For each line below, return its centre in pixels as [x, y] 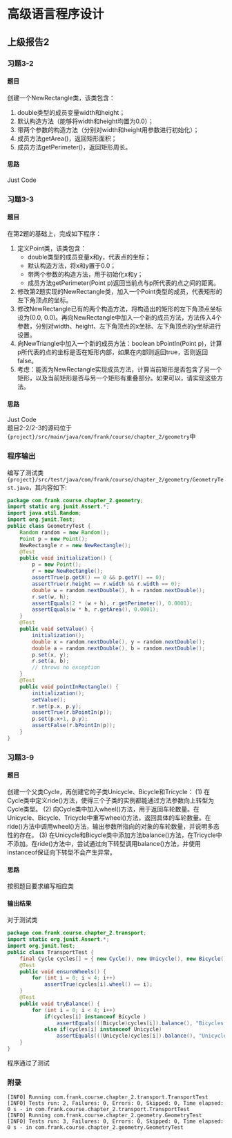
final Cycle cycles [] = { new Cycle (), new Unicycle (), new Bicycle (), [125, 959]
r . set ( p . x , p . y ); [57, 706]
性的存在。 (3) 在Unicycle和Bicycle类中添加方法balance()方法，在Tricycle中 [115, 835]
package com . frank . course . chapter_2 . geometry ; [75, 500]
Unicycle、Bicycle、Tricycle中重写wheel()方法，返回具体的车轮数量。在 [109, 818]
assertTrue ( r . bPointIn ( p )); [72, 713]
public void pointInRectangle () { [69, 687]
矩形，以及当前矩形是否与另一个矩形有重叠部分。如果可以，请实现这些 [117, 378]
